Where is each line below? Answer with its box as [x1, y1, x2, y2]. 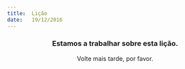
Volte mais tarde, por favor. [77, 54, 153, 62]
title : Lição [7, 10, 48, 17]
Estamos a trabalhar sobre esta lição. [52, 39, 178, 49]
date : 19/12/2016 [7, 16, 63, 23]
